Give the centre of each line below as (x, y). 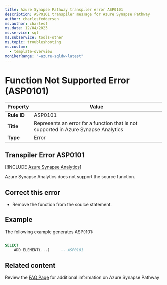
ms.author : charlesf (27, 24)
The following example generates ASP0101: (49, 232)
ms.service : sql (22, 33)
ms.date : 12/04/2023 (27, 28)
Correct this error (33, 192)
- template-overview (31, 51)
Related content (30, 265)
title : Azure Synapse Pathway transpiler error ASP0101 (64, 10)
